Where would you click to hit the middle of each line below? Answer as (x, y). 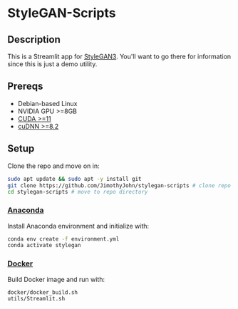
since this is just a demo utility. (52, 64)
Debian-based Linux (47, 103)
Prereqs (25, 87)
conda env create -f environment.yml (63, 239)
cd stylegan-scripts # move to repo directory (78, 192)
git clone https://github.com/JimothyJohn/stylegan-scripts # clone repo (119, 185)
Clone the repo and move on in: (53, 166)
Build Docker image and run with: (56, 279)
